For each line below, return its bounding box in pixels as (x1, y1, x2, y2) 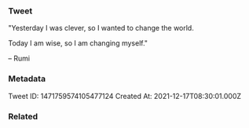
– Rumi (8, 53, 30, 64)
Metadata (8, 73, 46, 84)
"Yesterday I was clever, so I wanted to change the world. (8, 24, 194, 33)
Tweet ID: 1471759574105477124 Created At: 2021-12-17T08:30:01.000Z (8, 91, 242, 101)
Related (8, 111, 38, 122)
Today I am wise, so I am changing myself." (8, 38, 148, 48)
